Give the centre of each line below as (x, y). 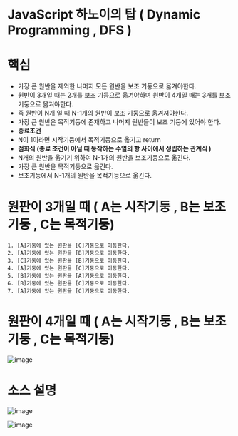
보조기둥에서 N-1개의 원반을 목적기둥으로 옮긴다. (84, 176)
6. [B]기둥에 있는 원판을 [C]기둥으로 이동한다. (69, 284)
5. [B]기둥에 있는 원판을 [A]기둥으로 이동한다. (69, 276)
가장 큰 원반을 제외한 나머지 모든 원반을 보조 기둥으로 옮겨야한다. (107, 86)
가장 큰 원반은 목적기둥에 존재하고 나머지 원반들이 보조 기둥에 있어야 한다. (119, 122)
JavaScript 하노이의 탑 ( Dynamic (104, 15)
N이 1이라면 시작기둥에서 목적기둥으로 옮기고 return (89, 140)
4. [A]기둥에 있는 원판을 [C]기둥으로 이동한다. (69, 268)
